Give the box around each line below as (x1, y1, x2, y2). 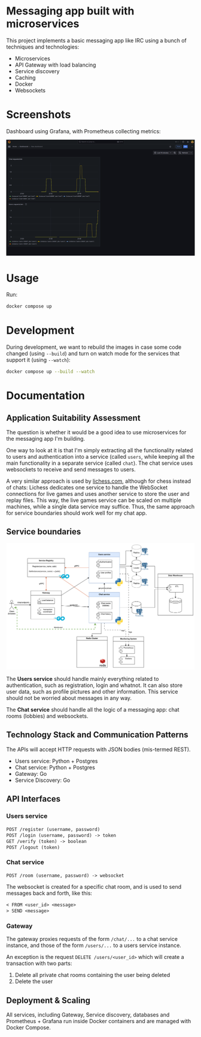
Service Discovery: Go (14, 776, 71, 784)
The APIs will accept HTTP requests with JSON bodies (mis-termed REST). (6, 746, 191, 753)
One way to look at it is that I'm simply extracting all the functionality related (6, 447, 193, 454)
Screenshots (6, 108, 71, 121)
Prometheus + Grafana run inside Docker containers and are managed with (6, 1017, 191, 1024)
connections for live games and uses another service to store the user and (6, 491, 190, 498)
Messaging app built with (6, 4, 135, 18)
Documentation (6, 389, 86, 403)
